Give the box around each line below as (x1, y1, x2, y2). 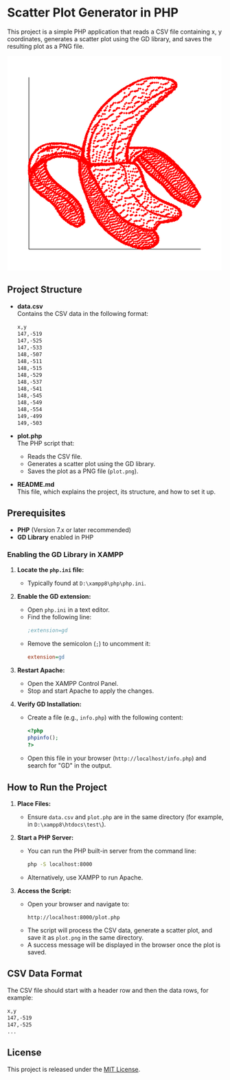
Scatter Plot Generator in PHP (7, 5, 179, 21)
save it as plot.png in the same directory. (27, 933, 144, 941)
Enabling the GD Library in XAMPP (7, 550, 124, 560)
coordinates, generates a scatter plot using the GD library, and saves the (7, 34, 212, 43)
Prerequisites (7, 507, 66, 519)
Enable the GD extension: (16, 592, 91, 600)
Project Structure (7, 284, 82, 296)
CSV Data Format (7, 968, 82, 980)
